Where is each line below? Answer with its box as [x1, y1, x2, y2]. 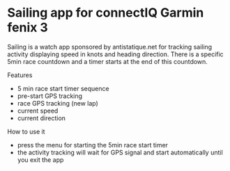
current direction [17, 113, 66, 122]
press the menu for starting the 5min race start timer [17, 140, 169, 149]
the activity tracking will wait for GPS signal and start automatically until [17, 148, 223, 156]
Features [7, 71, 33, 79]
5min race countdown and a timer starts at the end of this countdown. [7, 57, 208, 65]
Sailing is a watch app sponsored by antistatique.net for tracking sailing [7, 42, 213, 51]
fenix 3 [7, 19, 49, 35]
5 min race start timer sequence [17, 84, 109, 92]
